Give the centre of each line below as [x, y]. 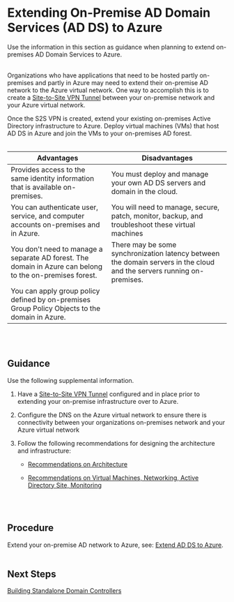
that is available [36, 187]
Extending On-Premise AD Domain [109, 13]
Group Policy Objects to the [56, 308]
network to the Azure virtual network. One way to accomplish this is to [108, 90]
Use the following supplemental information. [71, 380]
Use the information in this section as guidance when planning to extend [111, 47]
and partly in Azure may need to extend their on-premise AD [122, 82]
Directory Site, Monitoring [65, 485]
